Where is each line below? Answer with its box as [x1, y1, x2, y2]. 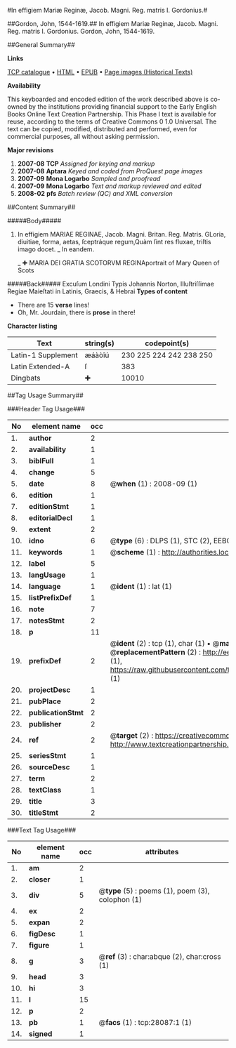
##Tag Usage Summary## [7, 391, 84, 399]
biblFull [29, 456, 54, 465]
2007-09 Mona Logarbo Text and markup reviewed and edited [17, 182, 202, 190]
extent [29, 524, 51, 534]
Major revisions [7, 146, 54, 154]
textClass [29, 785, 62, 795]
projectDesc [29, 685, 71, 694]
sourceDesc [29, 762, 70, 771]
